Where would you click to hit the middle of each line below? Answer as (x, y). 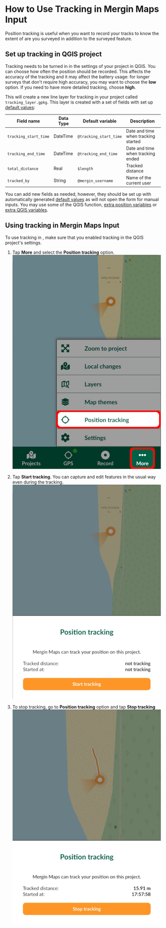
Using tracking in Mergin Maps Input (62, 226)
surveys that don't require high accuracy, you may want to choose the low (81, 82)
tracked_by (18, 181)
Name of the (139, 178)
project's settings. (23, 243)
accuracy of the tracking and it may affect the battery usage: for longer (77, 77)
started (133, 141)
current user (139, 183)
